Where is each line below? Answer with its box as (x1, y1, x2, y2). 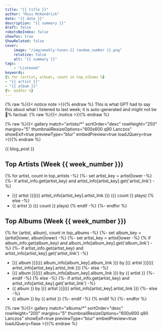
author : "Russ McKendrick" (5, 12, 59, 16)
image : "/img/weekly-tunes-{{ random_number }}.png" (14, 47, 122, 52)
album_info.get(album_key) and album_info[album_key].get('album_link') (5, 240, 150, 246)
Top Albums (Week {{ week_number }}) (5, 217, 127, 225)
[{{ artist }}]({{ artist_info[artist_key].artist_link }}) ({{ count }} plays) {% (12, 192, 154, 199)
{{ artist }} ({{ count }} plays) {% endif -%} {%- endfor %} (12, 203, 127, 209)
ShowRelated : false (5, 39, 44, 44)
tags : (5, 61, 16, 66)
